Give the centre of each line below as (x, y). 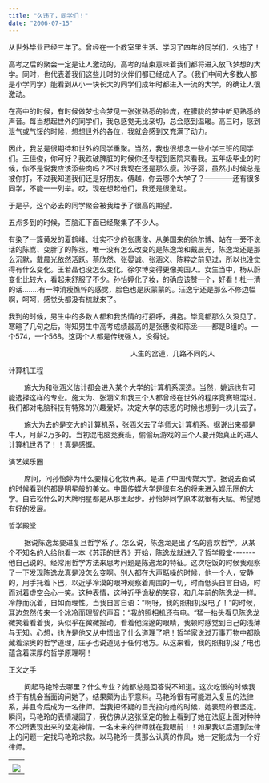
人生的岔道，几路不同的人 (173, 353)
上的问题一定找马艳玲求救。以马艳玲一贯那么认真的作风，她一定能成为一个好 (134, 737)
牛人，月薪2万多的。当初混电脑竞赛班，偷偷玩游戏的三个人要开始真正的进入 (133, 434)
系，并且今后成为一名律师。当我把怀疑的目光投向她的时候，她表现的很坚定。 (134, 706)
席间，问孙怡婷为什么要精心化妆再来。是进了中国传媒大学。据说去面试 (140, 478)
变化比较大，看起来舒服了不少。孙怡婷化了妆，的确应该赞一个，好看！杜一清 (134, 279)
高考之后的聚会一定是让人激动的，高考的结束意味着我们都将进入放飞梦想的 (131, 64)
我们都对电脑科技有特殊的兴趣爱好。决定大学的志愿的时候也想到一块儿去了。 (134, 407)
